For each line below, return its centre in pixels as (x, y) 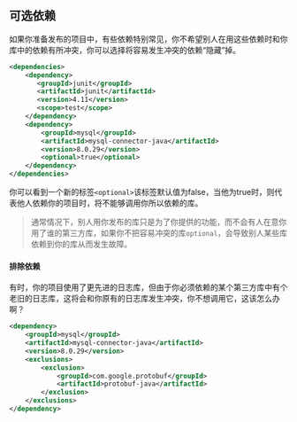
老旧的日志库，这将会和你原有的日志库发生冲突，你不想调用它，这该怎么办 (145, 299)
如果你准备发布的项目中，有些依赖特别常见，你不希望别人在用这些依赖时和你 (148, 39)
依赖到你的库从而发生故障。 (81, 244)
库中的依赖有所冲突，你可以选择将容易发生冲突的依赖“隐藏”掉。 (125, 50)
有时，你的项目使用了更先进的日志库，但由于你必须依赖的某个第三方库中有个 (148, 287)
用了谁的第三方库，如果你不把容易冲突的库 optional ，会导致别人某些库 (159, 233)
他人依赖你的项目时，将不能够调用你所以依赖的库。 (110, 203)
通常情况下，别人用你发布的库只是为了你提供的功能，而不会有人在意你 (159, 222)
